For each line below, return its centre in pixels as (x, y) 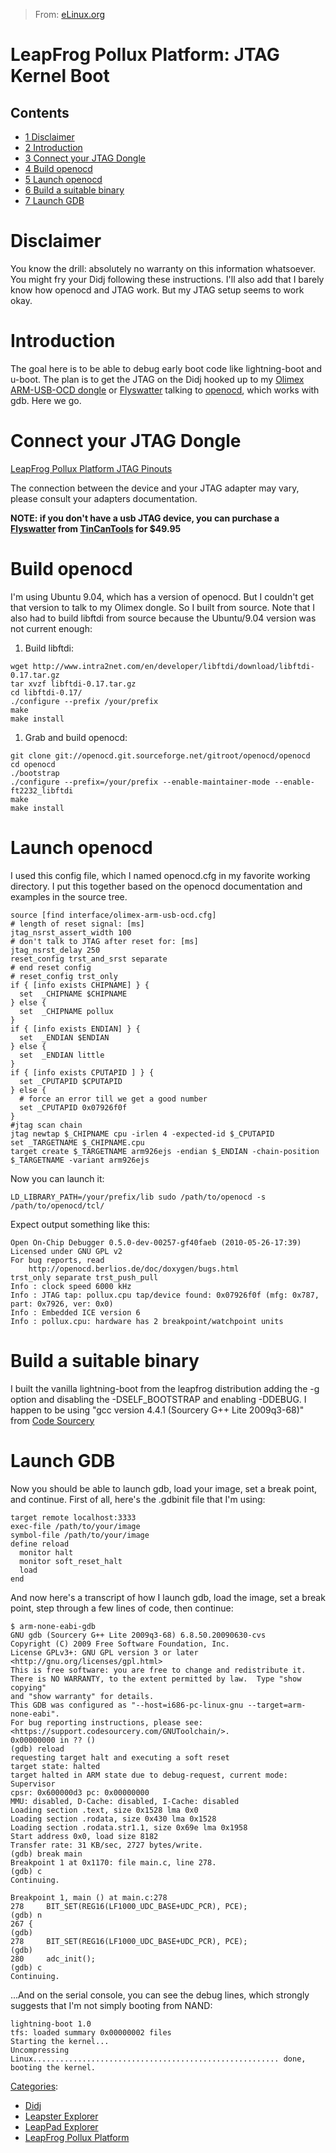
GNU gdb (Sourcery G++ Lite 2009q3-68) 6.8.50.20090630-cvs (138, 1635)
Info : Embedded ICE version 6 (75, 1312)
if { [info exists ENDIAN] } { (75, 1029)
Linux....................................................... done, (158, 2059)
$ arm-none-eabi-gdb (53, 1626)
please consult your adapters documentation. (104, 498)
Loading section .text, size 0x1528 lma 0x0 (104, 1810)
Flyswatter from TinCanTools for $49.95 (96, 528)
